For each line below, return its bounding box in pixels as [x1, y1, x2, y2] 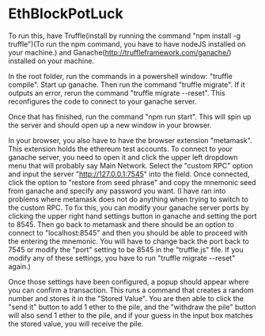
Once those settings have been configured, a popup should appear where [8, 277, 249, 286]
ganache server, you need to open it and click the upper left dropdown [8, 152, 239, 162]
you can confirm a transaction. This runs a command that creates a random [8, 285, 255, 295]
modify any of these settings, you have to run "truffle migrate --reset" [8, 253, 236, 262]
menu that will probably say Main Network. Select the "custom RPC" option [8, 160, 253, 170]
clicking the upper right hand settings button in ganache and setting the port [8, 211, 257, 221]
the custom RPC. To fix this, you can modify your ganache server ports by [8, 202, 249, 212]
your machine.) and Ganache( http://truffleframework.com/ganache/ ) [8, 47, 232, 57]
